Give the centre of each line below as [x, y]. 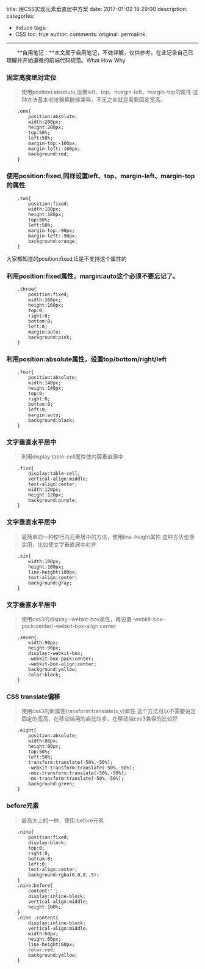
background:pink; [50, 337]
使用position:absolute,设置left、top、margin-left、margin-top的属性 [106, 92]
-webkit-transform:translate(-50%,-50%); [82, 768]
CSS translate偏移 [33, 697]
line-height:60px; [52, 945]
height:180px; [46, 214]
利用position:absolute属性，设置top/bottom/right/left [86, 359]
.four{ [26, 372]
